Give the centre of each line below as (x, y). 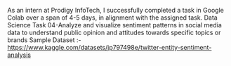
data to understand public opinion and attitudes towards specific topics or (114, 32)
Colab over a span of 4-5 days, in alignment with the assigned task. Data (112, 18)
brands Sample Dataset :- (45, 40)
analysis (19, 55)
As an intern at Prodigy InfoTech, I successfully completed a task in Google (116, 10)
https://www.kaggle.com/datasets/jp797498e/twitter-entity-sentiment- (110, 47)
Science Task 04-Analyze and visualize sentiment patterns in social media (115, 25)
